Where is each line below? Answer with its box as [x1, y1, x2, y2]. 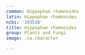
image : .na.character [6, 35, 59, 41]
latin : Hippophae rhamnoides [6, 14, 77, 20]
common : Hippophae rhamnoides [6, 8, 80, 14]
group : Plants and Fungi [6, 30, 66, 36]
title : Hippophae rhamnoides [6, 24, 77, 31]
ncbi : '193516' [6, 19, 43, 25]
